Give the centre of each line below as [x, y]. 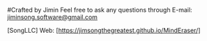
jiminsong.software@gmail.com [52, 17]
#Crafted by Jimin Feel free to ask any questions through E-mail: [100, 10]
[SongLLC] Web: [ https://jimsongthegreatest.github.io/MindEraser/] [104, 30]
